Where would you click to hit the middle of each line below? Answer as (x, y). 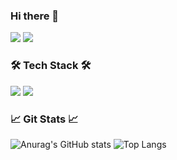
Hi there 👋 (35, 16)
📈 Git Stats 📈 (44, 119)
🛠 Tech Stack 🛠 (51, 66)
